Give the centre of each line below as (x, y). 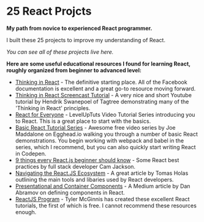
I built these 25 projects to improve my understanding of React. (86, 40)
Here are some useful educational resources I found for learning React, (99, 64)
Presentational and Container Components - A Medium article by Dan (103, 186)
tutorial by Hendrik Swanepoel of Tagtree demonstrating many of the (102, 102)
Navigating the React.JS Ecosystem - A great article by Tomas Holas (102, 173)
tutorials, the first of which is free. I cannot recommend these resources (106, 205)
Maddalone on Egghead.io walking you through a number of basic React (106, 134)
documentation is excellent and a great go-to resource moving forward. (105, 88)
